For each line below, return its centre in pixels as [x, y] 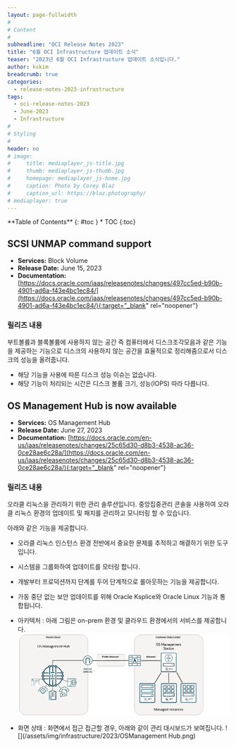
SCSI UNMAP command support [79, 243]
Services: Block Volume [52, 261]
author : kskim [28, 67]
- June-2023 [31, 112]
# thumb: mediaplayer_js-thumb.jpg [66, 171]
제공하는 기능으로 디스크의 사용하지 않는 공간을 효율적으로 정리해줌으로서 [114, 351]
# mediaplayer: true [38, 201]
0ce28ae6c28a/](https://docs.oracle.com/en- [84, 453]
